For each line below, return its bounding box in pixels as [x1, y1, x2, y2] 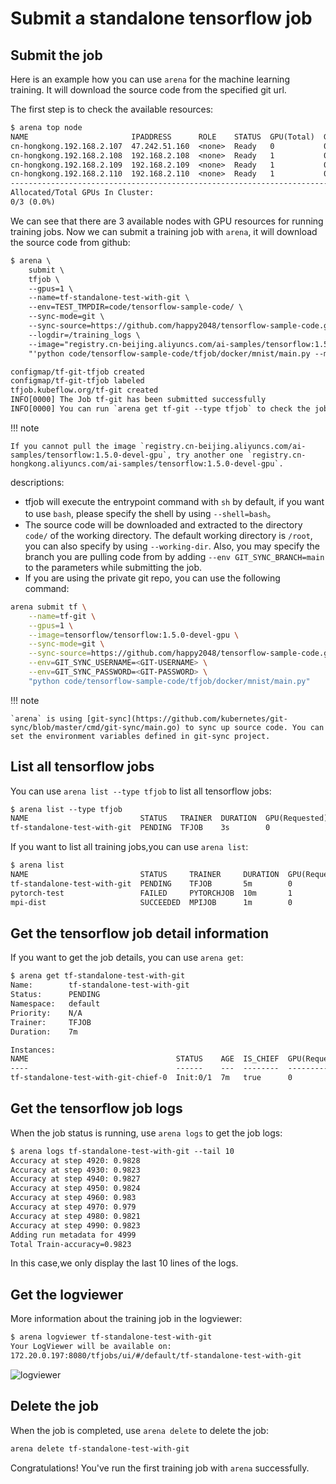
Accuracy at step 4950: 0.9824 [10, 1183, 141, 1194]
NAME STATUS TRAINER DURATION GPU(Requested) [10, 813, 329, 824]
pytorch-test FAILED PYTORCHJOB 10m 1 [10, 888, 293, 898]
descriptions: [10, 476, 65, 488]
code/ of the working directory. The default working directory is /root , [24, 529, 313, 541]
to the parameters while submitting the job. [24, 561, 203, 573]
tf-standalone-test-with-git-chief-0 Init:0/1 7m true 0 [10, 1073, 293, 1083]
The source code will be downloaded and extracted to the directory [24, 518, 303, 531]
